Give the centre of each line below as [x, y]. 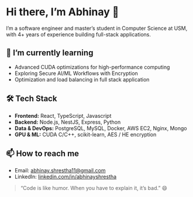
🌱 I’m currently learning [50, 53]
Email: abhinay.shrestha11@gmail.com [60, 171]
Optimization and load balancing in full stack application [82, 79]
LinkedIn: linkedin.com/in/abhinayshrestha [66, 177]
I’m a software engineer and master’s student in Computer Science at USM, [97, 28]
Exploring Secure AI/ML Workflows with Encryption [76, 73]
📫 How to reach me [43, 153]
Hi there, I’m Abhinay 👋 [63, 12]
